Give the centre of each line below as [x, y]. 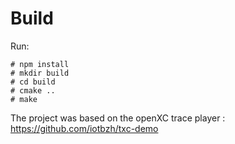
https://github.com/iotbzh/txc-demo [84, 128]
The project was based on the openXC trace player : [118, 118]
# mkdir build [40, 73]
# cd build [33, 82]
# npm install [40, 64]
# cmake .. [33, 90]
